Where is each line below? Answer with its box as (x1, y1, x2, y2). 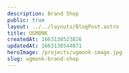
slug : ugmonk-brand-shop (7, 56, 79, 63)
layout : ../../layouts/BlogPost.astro (7, 23, 119, 30)
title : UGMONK (7, 29, 49, 37)
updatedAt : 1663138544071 (7, 42, 82, 49)
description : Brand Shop (7, 10, 79, 17)
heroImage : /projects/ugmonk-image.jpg (7, 49, 123, 56)
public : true (7, 17, 45, 24)
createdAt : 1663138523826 (7, 36, 82, 43)
